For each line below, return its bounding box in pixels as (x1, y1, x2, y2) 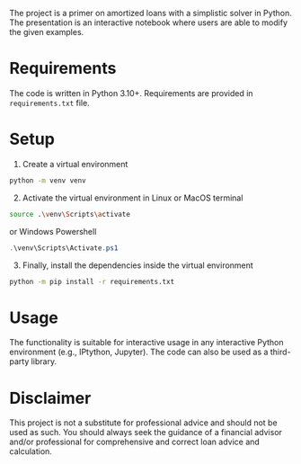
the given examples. (9, 27, 84, 37)
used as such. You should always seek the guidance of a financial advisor (9, 427, 283, 438)
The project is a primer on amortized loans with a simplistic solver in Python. (9, 8, 292, 18)
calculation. (9, 446, 52, 457)
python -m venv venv (9, 175, 87, 185)
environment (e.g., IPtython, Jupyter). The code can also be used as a (9, 346, 269, 358)
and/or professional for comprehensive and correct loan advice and (9, 436, 261, 448)
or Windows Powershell (9, 226, 97, 236)
